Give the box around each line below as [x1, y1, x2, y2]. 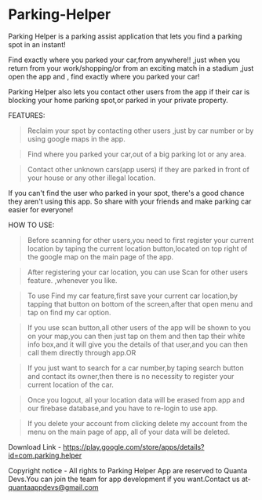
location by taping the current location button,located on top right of [27, 244, 248, 253]
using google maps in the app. [27, 134, 126, 143]
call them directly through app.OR [27, 347, 136, 357]
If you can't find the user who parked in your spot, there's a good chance [8, 188, 245, 197]
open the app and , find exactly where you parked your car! [8, 72, 200, 81]
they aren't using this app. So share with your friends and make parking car [8, 197, 252, 206]
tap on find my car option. [27, 307, 111, 317]
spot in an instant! [8, 39, 66, 49]
